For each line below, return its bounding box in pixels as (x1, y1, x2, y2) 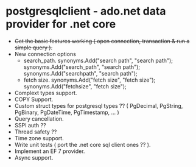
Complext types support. (14, 89, 77, 96)
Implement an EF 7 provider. (14, 147, 85, 155)
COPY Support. (14, 96, 54, 103)
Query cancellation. (14, 115, 64, 123)
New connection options (14, 50, 77, 57)
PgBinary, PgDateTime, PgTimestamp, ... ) (14, 108, 119, 116)
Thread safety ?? (14, 128, 57, 135)
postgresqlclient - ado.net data (5, 4, 166, 18)
